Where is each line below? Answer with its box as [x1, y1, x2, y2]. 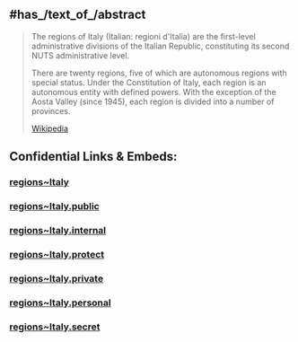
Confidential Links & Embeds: [9, 149, 178, 164]
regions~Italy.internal [9, 224, 107, 236]
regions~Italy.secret [9, 320, 101, 333]
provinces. [31, 105, 71, 116]
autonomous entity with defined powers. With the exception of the [31, 86, 276, 97]
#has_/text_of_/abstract [9, 7, 146, 22]
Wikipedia [31, 123, 69, 134]
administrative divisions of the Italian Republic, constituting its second [31, 40, 290, 51]
